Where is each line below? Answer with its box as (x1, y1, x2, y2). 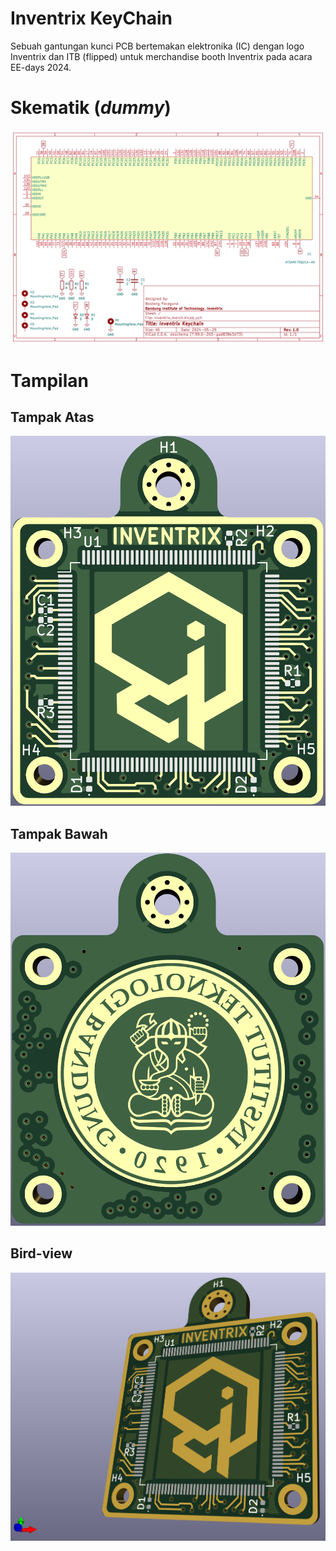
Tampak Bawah (10, 825, 108, 842)
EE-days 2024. (10, 61, 72, 73)
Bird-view (10, 1245, 73, 1262)
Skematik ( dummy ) (10, 97, 172, 119)
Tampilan (10, 369, 89, 392)
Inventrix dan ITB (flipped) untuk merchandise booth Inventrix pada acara (10, 50, 313, 62)
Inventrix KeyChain (10, 7, 173, 30)
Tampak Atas (10, 409, 95, 426)
